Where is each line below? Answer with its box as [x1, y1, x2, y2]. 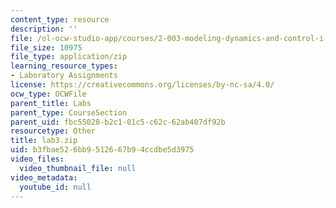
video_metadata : [10, 172, 78, 183]
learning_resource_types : [10, 61, 118, 71]
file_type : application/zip [10, 52, 128, 62]
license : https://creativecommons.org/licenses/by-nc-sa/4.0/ [10, 80, 275, 90]
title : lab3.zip [10, 136, 78, 146]
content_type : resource [10, 14, 110, 25]
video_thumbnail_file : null [19, 163, 137, 173]
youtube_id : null [19, 182, 92, 192]
